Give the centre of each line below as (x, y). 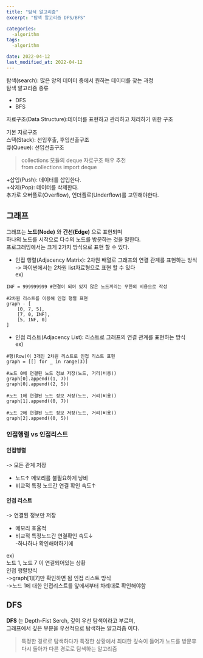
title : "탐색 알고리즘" (33, 12)
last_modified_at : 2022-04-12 (45, 62)
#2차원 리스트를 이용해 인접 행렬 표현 (47, 298)
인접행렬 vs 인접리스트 (37, 435)
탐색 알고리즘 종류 (27, 88)
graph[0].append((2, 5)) (38, 384)
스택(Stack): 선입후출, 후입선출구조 (48, 139)
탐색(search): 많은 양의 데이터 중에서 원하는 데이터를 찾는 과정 (80, 80)
